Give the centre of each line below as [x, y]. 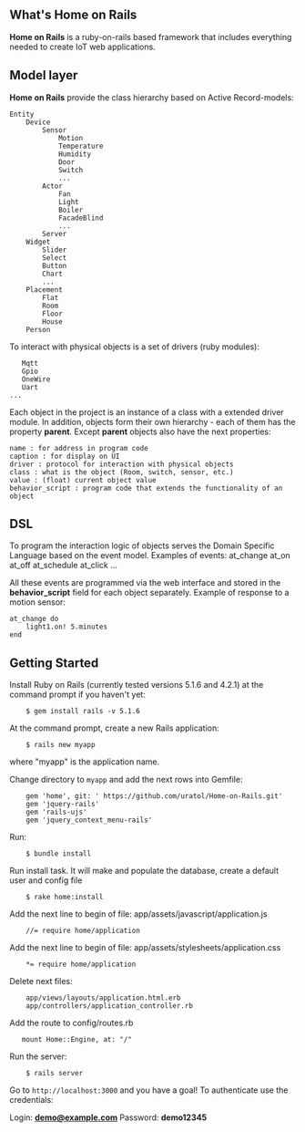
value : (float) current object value [83, 480]
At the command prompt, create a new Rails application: [115, 728]
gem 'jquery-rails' [63, 805]
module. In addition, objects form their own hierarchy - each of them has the [152, 421]
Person [38, 329]
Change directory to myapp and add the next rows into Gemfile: [126, 780]
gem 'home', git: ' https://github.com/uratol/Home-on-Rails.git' [154, 796]
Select [55, 258]
